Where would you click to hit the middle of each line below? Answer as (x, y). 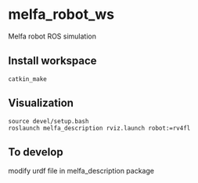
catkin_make (27, 79)
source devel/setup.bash (49, 121)
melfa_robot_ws (61, 15)
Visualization (41, 103)
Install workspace (52, 61)
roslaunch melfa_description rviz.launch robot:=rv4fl (99, 128)
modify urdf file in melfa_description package (81, 171)
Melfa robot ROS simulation (52, 36)
